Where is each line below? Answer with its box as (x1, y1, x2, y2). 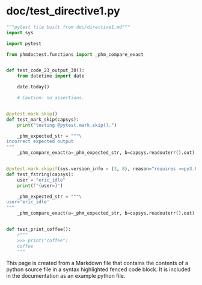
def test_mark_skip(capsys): (6, 116, 79, 123)
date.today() (17, 84, 50, 90)
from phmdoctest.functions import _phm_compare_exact (6, 51, 144, 58)
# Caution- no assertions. (17, 95, 85, 101)
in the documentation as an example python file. (6, 272, 126, 280)
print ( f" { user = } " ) (17, 182, 63, 189)
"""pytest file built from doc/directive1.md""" (6, 24, 130, 30)
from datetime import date (17, 73, 85, 79)
